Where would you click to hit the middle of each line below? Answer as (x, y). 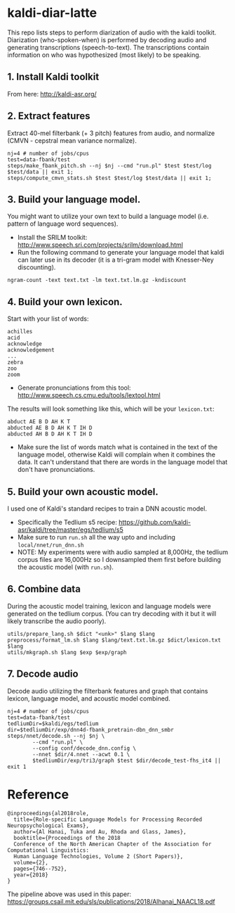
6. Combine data (44, 589)
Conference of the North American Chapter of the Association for (113, 844)
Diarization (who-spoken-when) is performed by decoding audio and (107, 39)
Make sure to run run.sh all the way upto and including (96, 537)
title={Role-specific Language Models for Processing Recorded (108, 819)
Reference (38, 794)
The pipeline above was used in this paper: (69, 894)
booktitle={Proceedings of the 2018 (67, 838)
